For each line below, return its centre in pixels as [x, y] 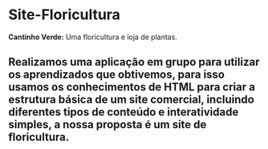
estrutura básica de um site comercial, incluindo [131, 100]
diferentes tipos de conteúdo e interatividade [124, 113]
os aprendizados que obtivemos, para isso [116, 75]
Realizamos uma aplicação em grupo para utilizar [134, 62]
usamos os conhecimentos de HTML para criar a [132, 87]
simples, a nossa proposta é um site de [108, 125]
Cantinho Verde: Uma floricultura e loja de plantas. [93, 37]
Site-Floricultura [64, 15]
